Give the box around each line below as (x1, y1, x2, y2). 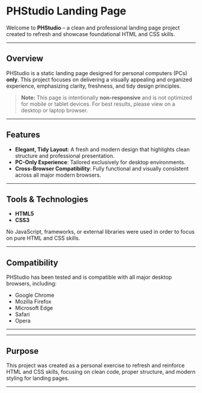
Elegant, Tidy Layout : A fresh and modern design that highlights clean (14, 145, 190, 153)
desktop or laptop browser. (20, 106, 88, 114)
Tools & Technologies (6, 194, 88, 204)
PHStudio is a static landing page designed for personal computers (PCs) (6, 69, 188, 76)
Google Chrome (14, 291, 55, 299)
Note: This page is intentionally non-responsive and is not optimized (20, 94, 192, 101)
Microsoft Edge (14, 305, 54, 312)
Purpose (6, 346, 39, 356)
